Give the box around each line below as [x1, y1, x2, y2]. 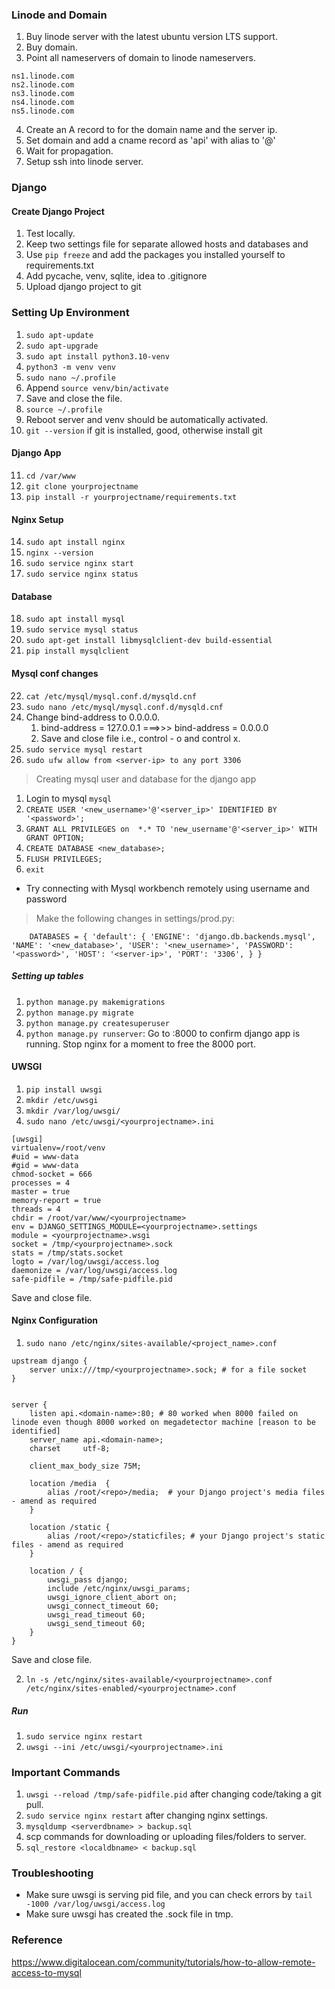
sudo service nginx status [25, 569, 139, 580]
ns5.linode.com [11, 106, 75, 117]
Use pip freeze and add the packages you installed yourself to [25, 249, 286, 261]
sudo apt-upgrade [25, 341, 99, 351]
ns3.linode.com [11, 89, 75, 99]
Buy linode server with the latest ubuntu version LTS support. [25, 31, 278, 43]
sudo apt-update [25, 330, 94, 340]
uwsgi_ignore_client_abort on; [47, 1592, 178, 1602]
